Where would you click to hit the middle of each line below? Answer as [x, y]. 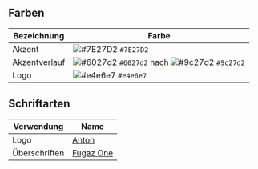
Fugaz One [93, 153]
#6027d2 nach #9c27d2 [182, 62]
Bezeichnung [39, 35]
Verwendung [38, 126]
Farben [26, 13]
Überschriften [38, 153]
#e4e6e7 [132, 76]
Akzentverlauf [39, 62]
